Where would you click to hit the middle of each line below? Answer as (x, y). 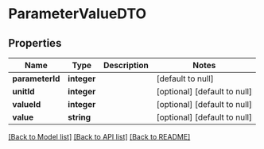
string (79, 117)
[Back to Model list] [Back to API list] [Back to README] (99, 137)
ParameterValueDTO (78, 14)
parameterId (36, 78)
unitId (23, 92)
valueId (27, 104)
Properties (35, 43)
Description (126, 65)
